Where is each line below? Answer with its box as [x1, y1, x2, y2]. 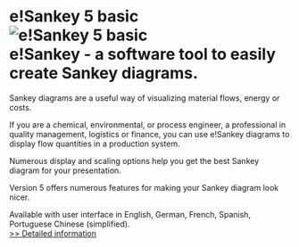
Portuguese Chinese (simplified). [9, 218, 130, 229]
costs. [9, 102, 32, 112]
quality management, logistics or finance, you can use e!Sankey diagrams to [9, 128, 290, 139]
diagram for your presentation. [9, 165, 122, 176]
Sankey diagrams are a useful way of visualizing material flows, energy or [9, 92, 280, 103]
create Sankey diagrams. [9, 63, 199, 84]
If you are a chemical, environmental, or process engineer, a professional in [9, 119, 287, 130]
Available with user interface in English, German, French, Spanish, [9, 209, 252, 219]
